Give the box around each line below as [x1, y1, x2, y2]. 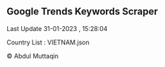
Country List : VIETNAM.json [6, 38, 90, 47]
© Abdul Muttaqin [6, 51, 59, 60]
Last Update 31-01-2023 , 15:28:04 [6, 24, 108, 32]
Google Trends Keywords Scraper [6, 6, 158, 18]
